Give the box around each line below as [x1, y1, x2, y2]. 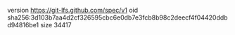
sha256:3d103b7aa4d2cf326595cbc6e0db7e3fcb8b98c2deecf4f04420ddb [7, 13, 228, 22]
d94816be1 [7, 21, 39, 29]
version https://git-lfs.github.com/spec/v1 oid [7, 6, 139, 14]
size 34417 [40, 21, 72, 29]
